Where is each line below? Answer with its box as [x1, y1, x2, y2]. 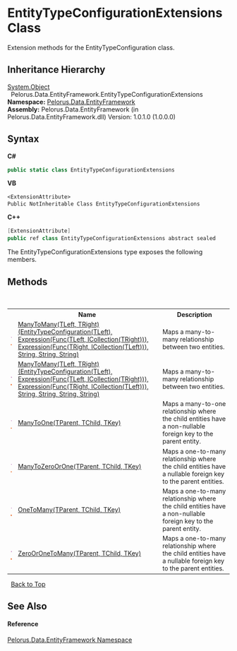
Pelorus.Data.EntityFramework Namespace [7, 635, 133, 644]
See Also [7, 600, 47, 612]
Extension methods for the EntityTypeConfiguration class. [7, 43, 175, 52]
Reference [7, 620, 39, 628]
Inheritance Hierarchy [7, 64, 106, 76]
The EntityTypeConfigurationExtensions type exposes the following [7, 248, 203, 256]
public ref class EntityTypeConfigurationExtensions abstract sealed [7, 235, 217, 242]
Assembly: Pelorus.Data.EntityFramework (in [7, 104, 139, 114]
